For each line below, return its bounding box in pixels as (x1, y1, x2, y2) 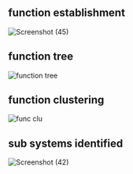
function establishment (8, 6, 126, 20)
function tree (8, 50, 73, 63)
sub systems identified (8, 136, 124, 150)
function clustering (8, 93, 105, 107)
